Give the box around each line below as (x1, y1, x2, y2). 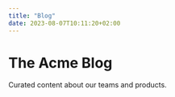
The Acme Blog (8, 54, 113, 72)
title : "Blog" (8, 11, 56, 20)
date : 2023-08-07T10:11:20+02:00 (8, 19, 121, 27)
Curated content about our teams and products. (8, 80, 167, 90)
